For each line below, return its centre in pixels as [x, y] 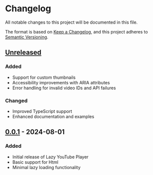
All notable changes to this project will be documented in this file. [72, 22]
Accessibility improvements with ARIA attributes [61, 82]
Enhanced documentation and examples [53, 116]
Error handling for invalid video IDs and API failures [64, 88]
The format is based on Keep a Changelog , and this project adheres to [76, 32]
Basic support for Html [35, 162]
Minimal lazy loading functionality [46, 167]
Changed [17, 101]
